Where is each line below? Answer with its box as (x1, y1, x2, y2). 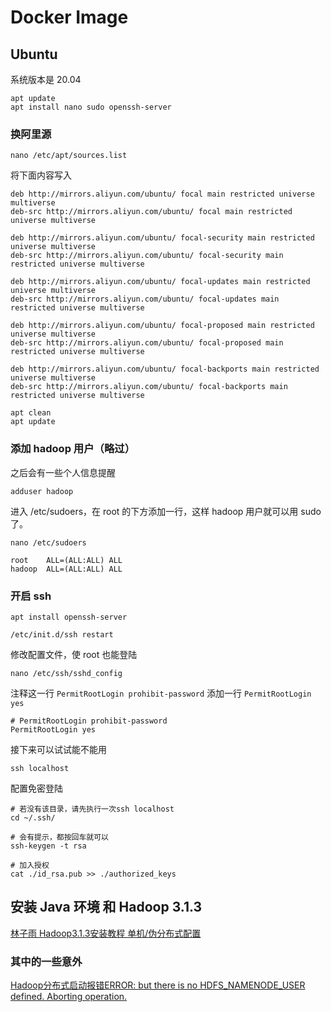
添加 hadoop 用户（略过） (10, 442, 135, 456)
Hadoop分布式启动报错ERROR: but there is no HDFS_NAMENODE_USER (10, 979, 306, 991)
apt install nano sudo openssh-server (10, 102, 172, 112)
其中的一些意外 (10, 954, 83, 968)
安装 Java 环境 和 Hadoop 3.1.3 (10, 899, 203, 916)
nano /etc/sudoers (10, 537, 87, 548)
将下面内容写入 (10, 169, 72, 181)
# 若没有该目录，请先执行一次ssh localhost (10, 804, 175, 814)
